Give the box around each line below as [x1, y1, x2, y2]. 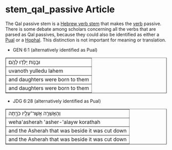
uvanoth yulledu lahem [8, 67, 63, 74]
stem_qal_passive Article [5, 4, 115, 15]
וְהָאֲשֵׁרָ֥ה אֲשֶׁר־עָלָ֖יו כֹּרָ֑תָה [8, 110, 61, 117]
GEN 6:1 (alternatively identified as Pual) [12, 47, 98, 53]
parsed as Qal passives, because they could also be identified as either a [5, 31, 160, 37]
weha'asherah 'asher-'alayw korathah [8, 118, 101, 125]
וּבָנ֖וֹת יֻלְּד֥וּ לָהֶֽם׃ [8, 58, 40, 66]
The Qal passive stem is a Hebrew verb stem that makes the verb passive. [5, 20, 162, 27]
